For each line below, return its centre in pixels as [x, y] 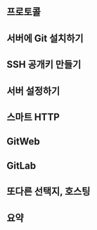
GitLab [21, 165]
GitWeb [23, 142]
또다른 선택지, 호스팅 [48, 191]
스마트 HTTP [33, 117]
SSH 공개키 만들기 [44, 65]
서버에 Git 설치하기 [45, 38]
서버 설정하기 [33, 91]
